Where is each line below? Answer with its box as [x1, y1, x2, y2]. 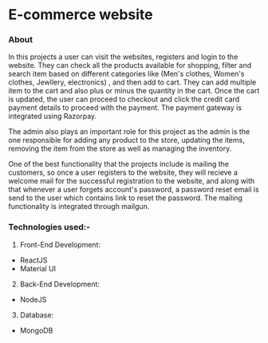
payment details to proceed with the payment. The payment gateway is [8, 103, 242, 112]
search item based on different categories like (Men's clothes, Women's [8, 69, 245, 79]
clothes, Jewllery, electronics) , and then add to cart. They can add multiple [8, 77, 257, 87]
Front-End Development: [19, 239, 101, 249]
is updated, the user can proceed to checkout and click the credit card [8, 94, 240, 104]
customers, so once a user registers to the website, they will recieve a [8, 168, 238, 177]
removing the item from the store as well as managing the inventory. [8, 144, 232, 153]
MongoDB [19, 325, 53, 335]
